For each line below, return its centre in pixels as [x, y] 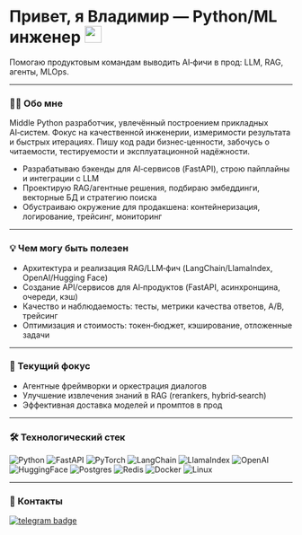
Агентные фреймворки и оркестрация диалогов [114, 386]
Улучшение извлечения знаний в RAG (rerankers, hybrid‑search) [144, 395]
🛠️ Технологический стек [67, 437]
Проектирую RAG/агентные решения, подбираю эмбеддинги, [141, 188]
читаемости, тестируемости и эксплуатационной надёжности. [129, 152]
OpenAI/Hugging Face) [65, 277]
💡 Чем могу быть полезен [69, 249]
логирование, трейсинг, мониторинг [92, 216]
